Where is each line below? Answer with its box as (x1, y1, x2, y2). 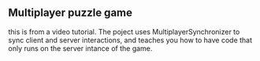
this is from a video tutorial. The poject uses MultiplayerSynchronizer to (8, 27, 240, 36)
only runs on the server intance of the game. (8, 43, 153, 53)
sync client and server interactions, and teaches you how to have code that (8, 35, 253, 45)
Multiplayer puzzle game (8, 6, 132, 20)
